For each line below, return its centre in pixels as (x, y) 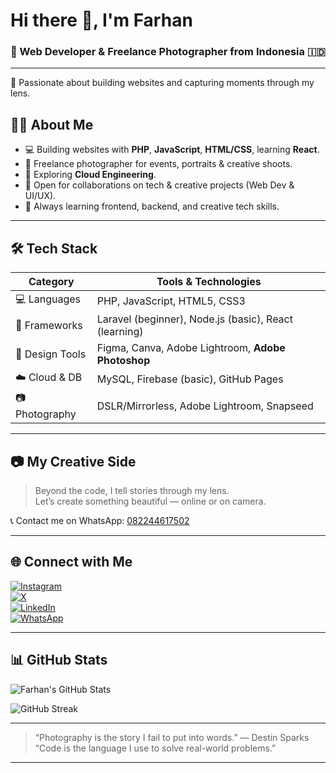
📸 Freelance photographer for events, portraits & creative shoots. (158, 164)
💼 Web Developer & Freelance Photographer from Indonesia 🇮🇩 (168, 52)
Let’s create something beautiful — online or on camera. (150, 501)
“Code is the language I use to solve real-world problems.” (155, 748)
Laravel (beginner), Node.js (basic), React (194, 319)
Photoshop (123, 361)
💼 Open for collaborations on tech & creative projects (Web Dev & (159, 185)
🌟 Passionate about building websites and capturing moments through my (162, 83)
